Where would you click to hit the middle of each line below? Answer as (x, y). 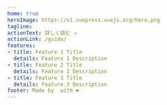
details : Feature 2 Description (61, 71)
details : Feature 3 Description (61, 84)
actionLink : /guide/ (37, 39)
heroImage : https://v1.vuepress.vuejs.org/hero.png (83, 20)
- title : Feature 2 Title (45, 65)
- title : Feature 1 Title (45, 52)
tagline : (20, 26)
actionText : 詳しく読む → (42, 33)
